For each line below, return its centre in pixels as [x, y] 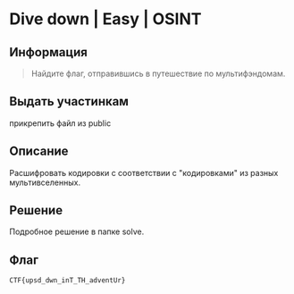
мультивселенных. [45, 182]
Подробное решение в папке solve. [77, 231]
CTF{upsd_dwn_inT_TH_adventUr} [67, 281]
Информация [48, 52]
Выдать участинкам [69, 101]
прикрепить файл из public [60, 123]
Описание [39, 151]
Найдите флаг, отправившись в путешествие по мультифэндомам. [158, 73]
